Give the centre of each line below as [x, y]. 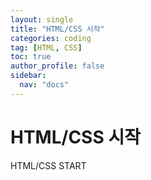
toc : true [31, 57]
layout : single [42, 19]
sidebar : [28, 76]
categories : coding [51, 38]
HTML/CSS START [48, 165]
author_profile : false [57, 66]
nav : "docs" [44, 85]
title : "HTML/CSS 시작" [57, 29]
